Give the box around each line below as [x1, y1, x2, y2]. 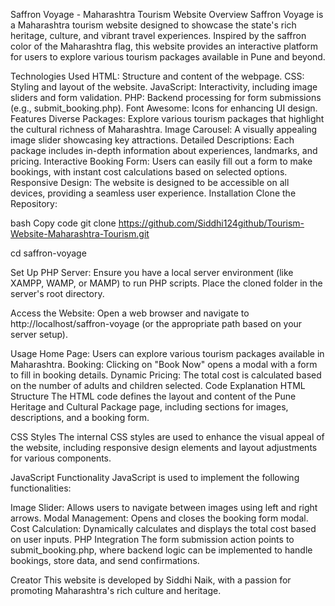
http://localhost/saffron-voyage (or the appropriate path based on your [10, 318, 303, 329]
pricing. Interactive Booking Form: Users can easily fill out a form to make [10, 155, 313, 167]
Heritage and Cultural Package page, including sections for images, [10, 401, 289, 413]
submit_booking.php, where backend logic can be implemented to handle [10, 544, 313, 556]
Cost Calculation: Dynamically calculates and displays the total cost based [10, 523, 317, 534]
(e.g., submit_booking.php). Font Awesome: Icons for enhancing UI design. [10, 102, 318, 114]
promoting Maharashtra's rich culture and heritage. [10, 585, 222, 596]
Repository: [10, 198, 58, 209]
